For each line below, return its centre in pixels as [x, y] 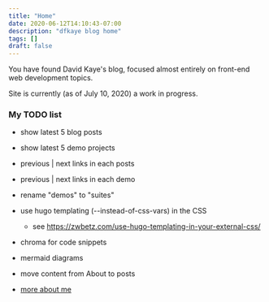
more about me [46, 290]
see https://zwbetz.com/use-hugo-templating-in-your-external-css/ [147, 226]
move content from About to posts [78, 274]
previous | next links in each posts [77, 164]
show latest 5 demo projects [67, 148]
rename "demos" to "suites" [67, 195]
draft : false [30, 46]
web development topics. [51, 78]
